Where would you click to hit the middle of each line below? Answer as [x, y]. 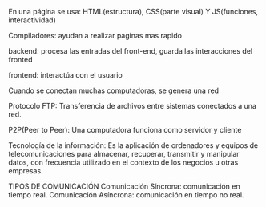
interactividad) [32, 20]
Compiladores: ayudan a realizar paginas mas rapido [95, 36]
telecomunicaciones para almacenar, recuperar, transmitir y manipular [124, 154]
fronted [21, 60]
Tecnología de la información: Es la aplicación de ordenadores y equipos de [133, 145]
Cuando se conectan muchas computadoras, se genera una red [113, 90]
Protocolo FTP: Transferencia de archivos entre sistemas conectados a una [132, 106]
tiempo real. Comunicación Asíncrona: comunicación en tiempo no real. [126, 195]
